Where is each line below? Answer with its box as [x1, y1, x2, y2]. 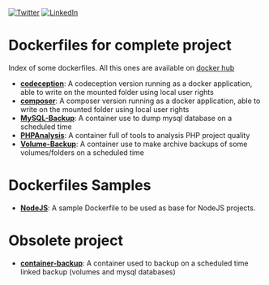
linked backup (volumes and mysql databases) [19, 266, 176, 276]
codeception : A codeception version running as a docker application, [19, 78, 253, 89]
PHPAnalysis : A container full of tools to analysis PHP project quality [19, 130, 250, 140]
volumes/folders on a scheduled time [19, 147, 144, 158]
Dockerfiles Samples [8, 176, 152, 195]
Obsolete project [8, 231, 124, 250]
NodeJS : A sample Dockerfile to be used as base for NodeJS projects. [19, 203, 256, 213]
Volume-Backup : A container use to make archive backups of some [19, 139, 248, 149]
